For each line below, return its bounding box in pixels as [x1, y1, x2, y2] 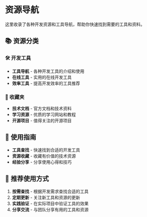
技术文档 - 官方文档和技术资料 [12, 105, 72, 111]
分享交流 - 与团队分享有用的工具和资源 [12, 206, 89, 212]
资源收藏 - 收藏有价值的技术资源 [12, 153, 76, 159]
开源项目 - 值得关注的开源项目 [12, 117, 72, 124]
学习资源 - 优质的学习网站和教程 [12, 111, 76, 117]
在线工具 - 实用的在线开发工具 [12, 74, 72, 80]
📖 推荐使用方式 [5, 175, 49, 183]
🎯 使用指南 [5, 133, 36, 141]
